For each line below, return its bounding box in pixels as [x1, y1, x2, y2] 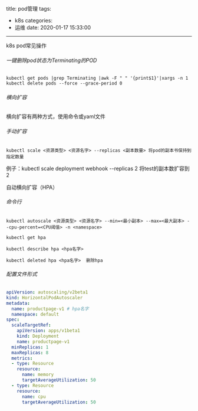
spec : [6, 317, 19, 323]
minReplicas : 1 [11, 344, 49, 350]
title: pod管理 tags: [6, 5, 52, 12]
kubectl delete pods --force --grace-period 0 [6, 80, 123, 87]
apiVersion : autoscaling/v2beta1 [6, 289, 88, 295]
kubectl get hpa [6, 234, 46, 240]
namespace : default [11, 311, 60, 317]
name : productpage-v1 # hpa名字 [11, 306, 90, 312]
